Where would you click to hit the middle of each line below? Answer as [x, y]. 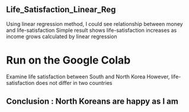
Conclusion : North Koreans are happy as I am [92, 102]
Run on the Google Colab [68, 60]
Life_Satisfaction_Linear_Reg [61, 10]
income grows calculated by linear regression [62, 36]
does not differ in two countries [74, 83]
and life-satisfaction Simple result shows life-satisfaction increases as [92, 30]
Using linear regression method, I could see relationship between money [94, 24]
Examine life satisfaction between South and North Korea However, [88, 77]
